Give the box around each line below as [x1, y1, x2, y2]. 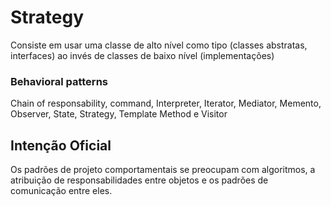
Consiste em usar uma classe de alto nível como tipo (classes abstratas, [10, 39, 308, 51]
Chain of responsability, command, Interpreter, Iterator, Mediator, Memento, [10, 97, 322, 110]
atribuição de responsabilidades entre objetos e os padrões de [10, 174, 269, 186]
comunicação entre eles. [10, 185, 113, 197]
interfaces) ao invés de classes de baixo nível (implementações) [10, 49, 275, 61]
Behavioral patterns [10, 74, 108, 88]
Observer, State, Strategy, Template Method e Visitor [10, 108, 228, 120]
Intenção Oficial [10, 137, 112, 154]
